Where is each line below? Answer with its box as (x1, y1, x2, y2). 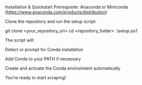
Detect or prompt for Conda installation (5, 47, 84, 52)
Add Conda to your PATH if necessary (5, 56, 81, 62)
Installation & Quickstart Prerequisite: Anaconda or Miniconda (5, 4, 128, 10)
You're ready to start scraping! (5, 75, 67, 80)
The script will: (5, 37, 35, 43)
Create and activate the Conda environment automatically (5, 65, 121, 71)
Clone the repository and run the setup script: (5, 19, 97, 24)
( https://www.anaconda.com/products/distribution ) (5, 9, 107, 15)
